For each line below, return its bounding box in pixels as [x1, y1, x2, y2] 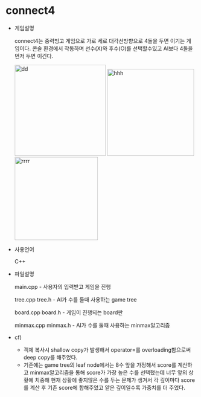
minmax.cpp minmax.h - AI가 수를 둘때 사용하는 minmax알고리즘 [14, 321, 170, 329]
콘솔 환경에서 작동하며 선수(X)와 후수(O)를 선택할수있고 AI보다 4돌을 [32, 45, 193, 52]
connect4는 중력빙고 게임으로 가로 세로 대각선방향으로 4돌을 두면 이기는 [14, 37, 185, 44]
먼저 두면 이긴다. [14, 52, 54, 59]
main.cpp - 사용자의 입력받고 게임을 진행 [14, 283, 111, 290]
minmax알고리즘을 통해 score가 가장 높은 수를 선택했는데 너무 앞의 [30, 369, 188, 376]
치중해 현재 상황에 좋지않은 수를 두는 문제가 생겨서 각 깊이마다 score [34, 376, 196, 384]
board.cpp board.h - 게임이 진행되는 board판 [14, 309, 123, 316]
